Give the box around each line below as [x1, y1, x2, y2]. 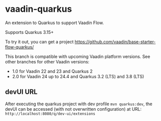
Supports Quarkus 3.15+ [5, 29, 54, 35]
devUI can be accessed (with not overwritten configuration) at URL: [5, 106, 142, 112]
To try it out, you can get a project [5, 38, 74, 45]
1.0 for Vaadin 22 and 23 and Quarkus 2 [12, 68, 93, 74]
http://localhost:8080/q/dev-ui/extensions [5, 111, 96, 116]
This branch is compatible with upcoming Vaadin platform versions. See [5, 53, 151, 60]
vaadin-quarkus [5, 3, 72, 15]
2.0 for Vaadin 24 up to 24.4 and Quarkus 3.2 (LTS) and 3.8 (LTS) [12, 73, 144, 79]
